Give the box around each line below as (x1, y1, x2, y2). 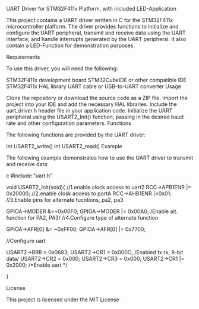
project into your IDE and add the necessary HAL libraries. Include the (6, 101, 177, 108)
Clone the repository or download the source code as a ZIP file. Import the (6, 95, 188, 101)
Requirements (6, 54, 40, 60)
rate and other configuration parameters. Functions (6, 120, 132, 127)
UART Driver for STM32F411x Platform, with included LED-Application (6, 5, 176, 12)
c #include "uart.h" (6, 172, 53, 179)
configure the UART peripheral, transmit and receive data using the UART (6, 29, 186, 36)
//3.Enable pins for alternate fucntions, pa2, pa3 (6, 196, 124, 203)
